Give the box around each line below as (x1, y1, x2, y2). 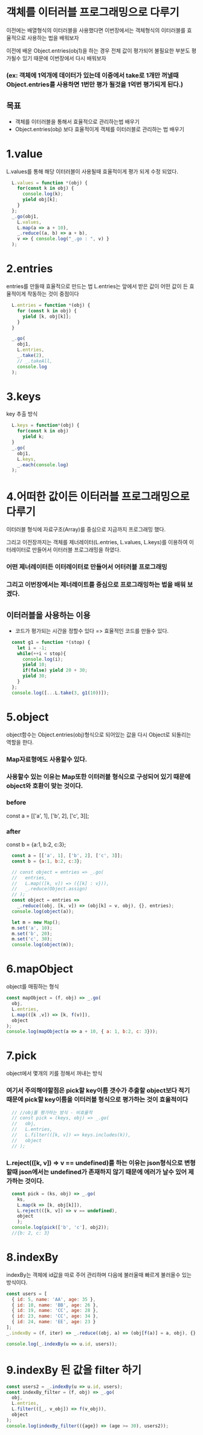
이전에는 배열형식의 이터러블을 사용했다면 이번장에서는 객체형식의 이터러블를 (6, 27, 186, 34)
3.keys (6, 390, 41, 403)
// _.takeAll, (17, 358, 53, 364)
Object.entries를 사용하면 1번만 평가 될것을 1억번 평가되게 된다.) (6, 80, 184, 88)
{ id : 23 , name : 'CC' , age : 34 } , (11, 1313, 98, 1320)
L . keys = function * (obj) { (11, 422, 80, 429)
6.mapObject (6, 962, 74, 976)
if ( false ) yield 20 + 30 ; (22, 667, 88, 673)
